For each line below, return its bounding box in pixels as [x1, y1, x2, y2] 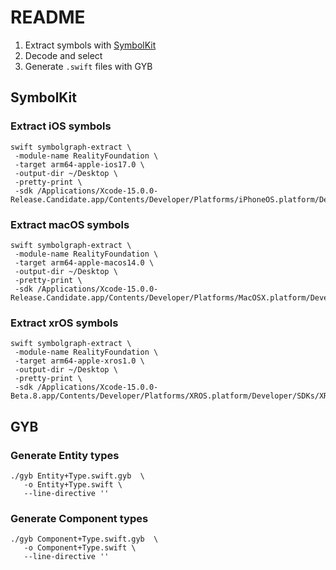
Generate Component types [10, 511, 149, 525]
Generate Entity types [10, 448, 120, 462]
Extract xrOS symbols [10, 316, 119, 330]
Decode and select [24, 49, 103, 61]
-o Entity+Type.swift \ [23, 479, 123, 490]
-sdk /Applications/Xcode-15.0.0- [14, 382, 159, 393]
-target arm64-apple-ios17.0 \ [14, 159, 145, 170]
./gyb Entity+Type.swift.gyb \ [10, 471, 145, 481]
